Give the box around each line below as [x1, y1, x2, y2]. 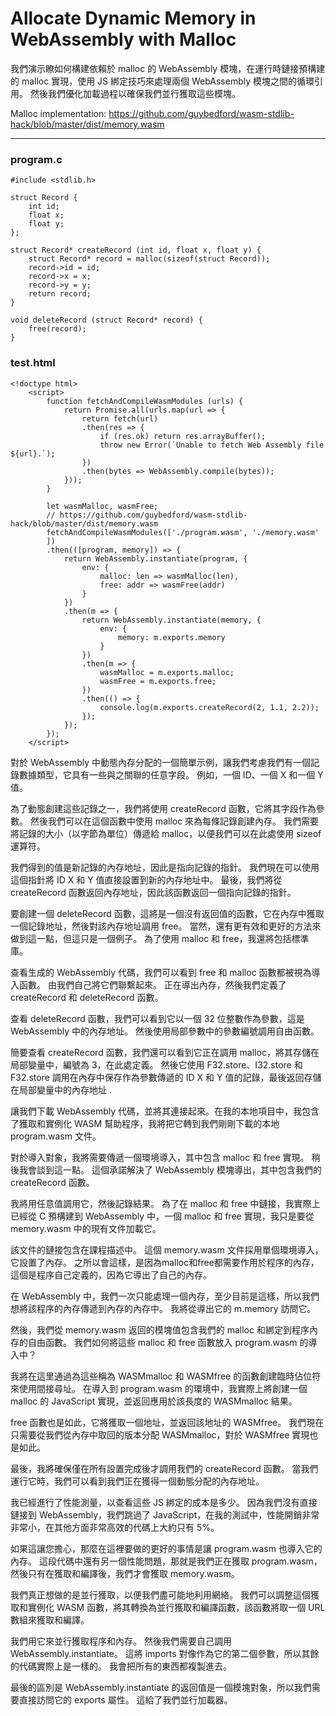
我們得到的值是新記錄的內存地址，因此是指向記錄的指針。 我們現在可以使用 [10, 861, 320, 873]
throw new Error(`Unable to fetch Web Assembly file [99, 440, 325, 450]
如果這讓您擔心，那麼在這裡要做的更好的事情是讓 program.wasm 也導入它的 [10, 1542, 323, 1554]
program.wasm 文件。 [10, 1130, 102, 1142]
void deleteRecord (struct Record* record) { [10, 315, 203, 326]
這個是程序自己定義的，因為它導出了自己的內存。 [10, 1268, 212, 1281]
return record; [28, 289, 92, 299]
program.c [10, 152, 63, 166]
